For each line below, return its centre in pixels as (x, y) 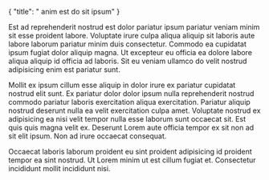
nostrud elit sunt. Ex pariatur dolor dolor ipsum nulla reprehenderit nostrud (131, 94)
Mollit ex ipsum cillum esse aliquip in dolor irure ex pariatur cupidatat (122, 85)
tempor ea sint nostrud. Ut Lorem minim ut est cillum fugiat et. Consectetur (132, 160)
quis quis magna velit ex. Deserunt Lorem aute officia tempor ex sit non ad (131, 128)
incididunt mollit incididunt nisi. (59, 168)
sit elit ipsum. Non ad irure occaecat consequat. (88, 136)
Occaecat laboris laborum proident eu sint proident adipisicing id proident (130, 152)
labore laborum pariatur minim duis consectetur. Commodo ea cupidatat (128, 44)
